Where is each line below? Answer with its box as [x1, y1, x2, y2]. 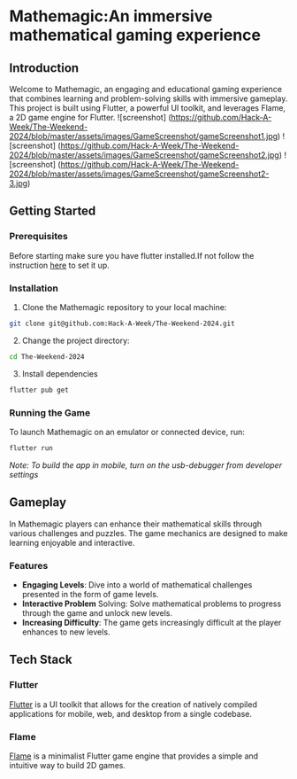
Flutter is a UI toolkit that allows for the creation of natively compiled [9, 698, 258, 710]
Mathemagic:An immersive [9, 6, 213, 27]
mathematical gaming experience [9, 25, 262, 45]
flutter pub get [9, 386, 69, 394]
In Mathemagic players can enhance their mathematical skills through [9, 518, 263, 529]
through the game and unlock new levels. [21, 607, 172, 618]
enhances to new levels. [21, 627, 110, 637]
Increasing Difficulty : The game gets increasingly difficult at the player [21, 617, 282, 627]
